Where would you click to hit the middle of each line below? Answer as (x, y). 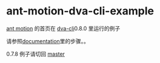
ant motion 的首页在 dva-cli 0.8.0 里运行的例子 (63, 28)
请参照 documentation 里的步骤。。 (48, 41)
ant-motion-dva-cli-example (80, 11)
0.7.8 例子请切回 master (36, 54)
